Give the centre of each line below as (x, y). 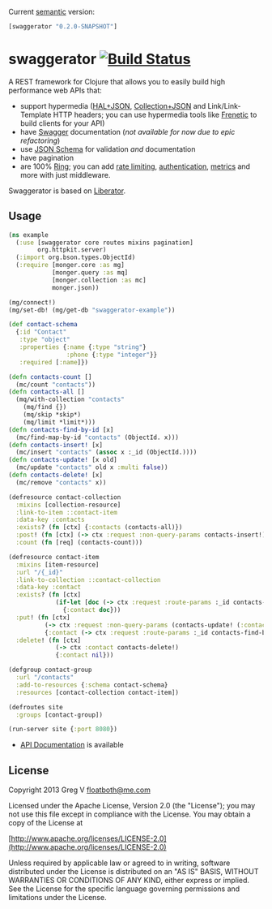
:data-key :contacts (50, 520)
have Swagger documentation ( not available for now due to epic (127, 131)
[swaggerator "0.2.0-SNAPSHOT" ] (63, 27)
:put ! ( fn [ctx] (43, 617)
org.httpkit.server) (72, 250)
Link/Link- (224, 106)
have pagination (47, 157)
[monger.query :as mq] (90, 273)
